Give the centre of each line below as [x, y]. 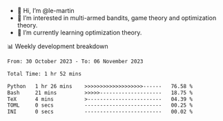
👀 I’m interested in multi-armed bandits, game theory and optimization [117, 18]
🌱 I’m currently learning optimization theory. [79, 32]
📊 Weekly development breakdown [58, 46]
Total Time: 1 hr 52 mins [44, 74]
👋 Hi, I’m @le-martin [46, 11]
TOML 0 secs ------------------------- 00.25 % [100, 106]
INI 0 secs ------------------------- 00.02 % [100, 112]
